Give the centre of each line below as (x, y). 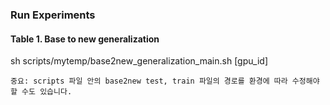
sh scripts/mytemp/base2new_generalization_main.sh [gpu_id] (139, 61)
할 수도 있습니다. (41, 92)
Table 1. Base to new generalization (85, 39)
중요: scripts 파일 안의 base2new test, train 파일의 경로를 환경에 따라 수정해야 (165, 81)
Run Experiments (53, 15)
